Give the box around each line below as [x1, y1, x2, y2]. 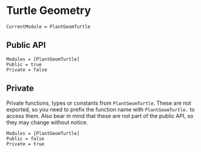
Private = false [6, 67, 47, 73]
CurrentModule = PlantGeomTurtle [6, 24, 91, 30]
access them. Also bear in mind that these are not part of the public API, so [6, 112, 194, 119]
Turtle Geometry [6, 4, 91, 18]
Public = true [6, 61, 42, 67]
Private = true [6, 140, 45, 147]
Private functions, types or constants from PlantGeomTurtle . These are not [6, 99, 192, 107]
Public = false [6, 136, 45, 142]
